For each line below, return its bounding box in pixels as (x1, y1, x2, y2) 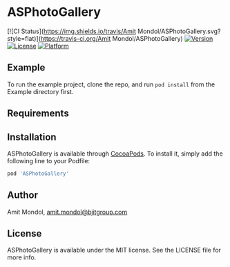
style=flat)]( (7, 34, 41, 42)
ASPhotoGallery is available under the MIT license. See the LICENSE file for (7, 246, 221, 255)
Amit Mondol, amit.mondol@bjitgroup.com (7, 208, 128, 216)
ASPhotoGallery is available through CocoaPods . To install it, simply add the (7, 149, 223, 158)
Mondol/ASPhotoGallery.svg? (137, 27, 221, 35)
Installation (7, 131, 57, 142)
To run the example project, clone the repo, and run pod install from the (7, 80, 215, 89)
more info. (7, 253, 37, 261)
